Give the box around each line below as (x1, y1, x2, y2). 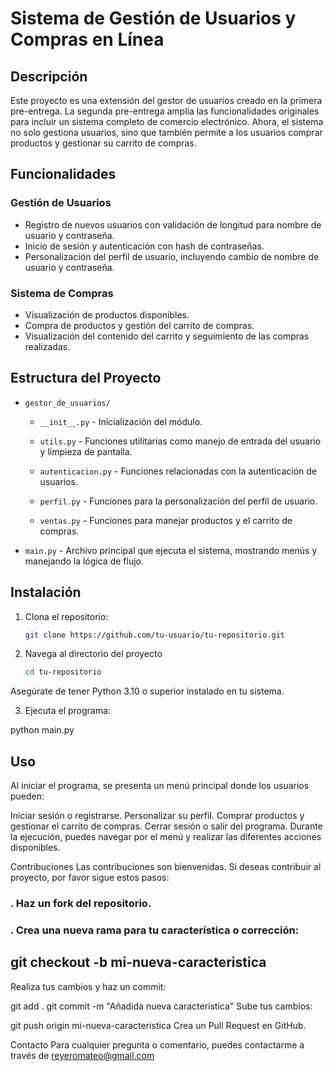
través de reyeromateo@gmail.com (10, 1049, 155, 1061)
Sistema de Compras (10, 286, 114, 300)
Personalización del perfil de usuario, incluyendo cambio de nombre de (24, 250, 320, 262)
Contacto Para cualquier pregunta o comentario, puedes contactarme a (10, 1038, 305, 1051)
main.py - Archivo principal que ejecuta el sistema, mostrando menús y (24, 544, 318, 556)
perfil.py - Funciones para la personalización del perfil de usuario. (39, 495, 318, 507)
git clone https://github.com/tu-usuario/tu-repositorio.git (24, 630, 286, 640)
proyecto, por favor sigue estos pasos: (10, 872, 170, 884)
